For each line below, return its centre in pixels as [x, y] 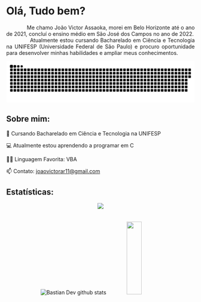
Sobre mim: [28, 119]
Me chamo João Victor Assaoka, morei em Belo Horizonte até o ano [111, 27]
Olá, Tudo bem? [46, 11]
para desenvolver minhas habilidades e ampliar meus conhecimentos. [92, 53]
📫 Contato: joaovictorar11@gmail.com [53, 171]
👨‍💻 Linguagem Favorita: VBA [42, 159]
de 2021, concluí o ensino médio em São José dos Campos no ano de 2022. [100, 33]
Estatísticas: [30, 192]
